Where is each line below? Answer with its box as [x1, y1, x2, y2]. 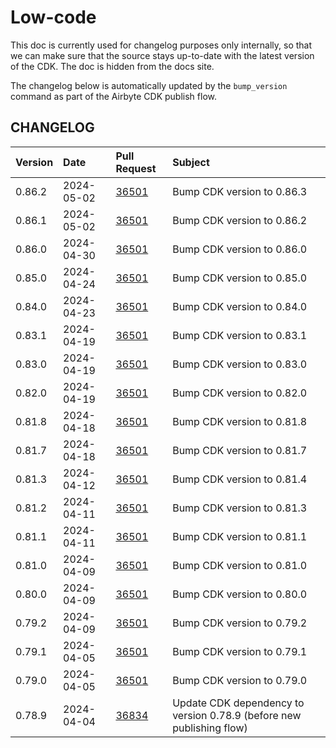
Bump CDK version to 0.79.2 [172, 616, 308, 630]
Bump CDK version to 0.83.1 [172, 328, 308, 342]
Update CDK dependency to [172, 696, 305, 710]
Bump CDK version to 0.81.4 [172, 472, 308, 486]
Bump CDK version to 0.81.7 [172, 443, 308, 457]
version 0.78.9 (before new [172, 708, 302, 722]
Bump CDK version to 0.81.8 [172, 414, 308, 428]
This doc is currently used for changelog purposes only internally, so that [10, 39, 313, 51]
